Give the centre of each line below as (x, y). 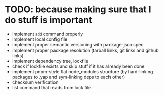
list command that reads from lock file (51, 87)
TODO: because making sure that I (78, 9)
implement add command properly (47, 34)
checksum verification (35, 82)
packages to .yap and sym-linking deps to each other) (68, 77)
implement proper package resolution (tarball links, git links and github (86, 50)
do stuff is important (48, 20)
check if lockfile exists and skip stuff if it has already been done (78, 66)
